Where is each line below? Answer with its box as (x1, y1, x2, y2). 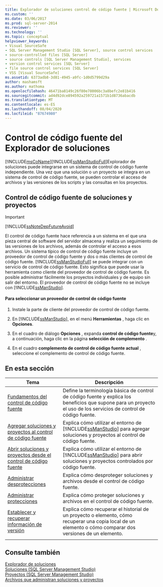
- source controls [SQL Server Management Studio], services (5, 57, 131, 62)
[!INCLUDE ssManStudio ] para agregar (63, 425, 150, 432)
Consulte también (5, 548, 60, 556)
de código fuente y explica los (63, 393, 131, 400)
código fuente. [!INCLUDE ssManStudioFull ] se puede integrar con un (5, 258, 143, 264)
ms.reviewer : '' (5, 25, 38, 30)
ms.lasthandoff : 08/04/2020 (5, 107, 62, 112)
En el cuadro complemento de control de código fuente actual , (12, 345, 142, 351)
